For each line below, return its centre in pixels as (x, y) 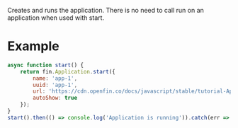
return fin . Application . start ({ (68, 71)
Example (33, 46)
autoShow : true (55, 98)
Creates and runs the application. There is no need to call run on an (106, 10)
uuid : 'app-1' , (55, 85)
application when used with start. (56, 18)
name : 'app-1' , (55, 78)
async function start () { (45, 65)
